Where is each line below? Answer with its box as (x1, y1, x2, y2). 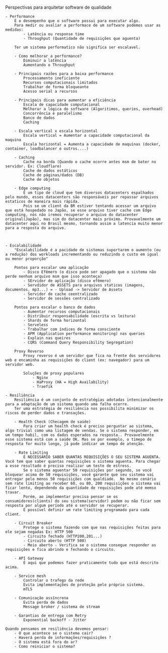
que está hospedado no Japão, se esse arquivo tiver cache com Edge (5, 208, 152, 213)
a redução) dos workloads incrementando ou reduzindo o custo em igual (5, 252, 158, 257)
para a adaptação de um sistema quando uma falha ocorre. (5, 402, 129, 407)
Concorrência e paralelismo (23, 111, 82, 116)
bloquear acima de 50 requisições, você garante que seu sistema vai (5, 472, 154, 477)
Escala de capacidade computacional (23, 102, 100, 107)
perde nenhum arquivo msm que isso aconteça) (5, 274, 102, 279)
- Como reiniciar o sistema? (14, 644, 75, 649)
